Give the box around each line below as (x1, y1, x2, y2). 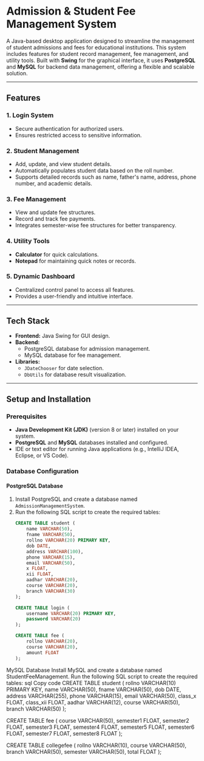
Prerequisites (6, 412, 47, 421)
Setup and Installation (6, 394, 91, 405)
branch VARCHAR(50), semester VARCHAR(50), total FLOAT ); (6, 748, 162, 755)
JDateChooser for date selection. (24, 364, 104, 371)
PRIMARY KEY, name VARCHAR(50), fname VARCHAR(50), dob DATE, (6, 686, 182, 693)
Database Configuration (6, 467, 79, 475)
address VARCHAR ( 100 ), (26, 548, 84, 554)
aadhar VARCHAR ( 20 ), (26, 577, 78, 583)
